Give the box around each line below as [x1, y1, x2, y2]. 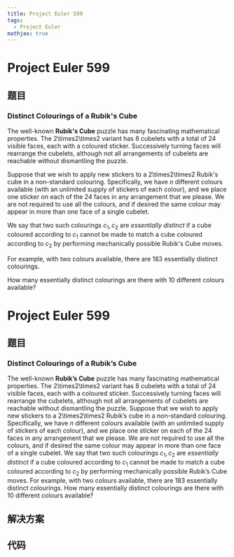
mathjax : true [7, 29, 49, 37]
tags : [7, 17, 23, 24]
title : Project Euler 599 [7, 10, 83, 18]
